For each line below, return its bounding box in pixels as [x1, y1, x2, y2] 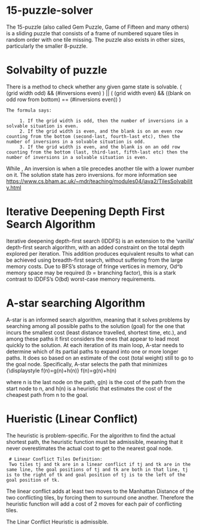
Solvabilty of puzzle [6, 63, 107, 77]
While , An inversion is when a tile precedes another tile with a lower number [6, 165, 195, 172]
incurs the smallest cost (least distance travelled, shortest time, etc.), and [6, 329, 187, 336]
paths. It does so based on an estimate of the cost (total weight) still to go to [6, 354, 194, 361]
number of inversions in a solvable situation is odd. [6, 139, 146, 145]
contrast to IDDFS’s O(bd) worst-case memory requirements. [6, 275, 156, 283]
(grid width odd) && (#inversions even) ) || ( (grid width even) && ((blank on [6, 89, 191, 96]
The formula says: [6, 107, 52, 114]
